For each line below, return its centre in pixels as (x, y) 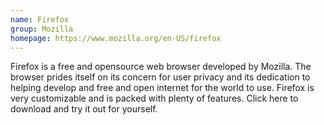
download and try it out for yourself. (84, 109)
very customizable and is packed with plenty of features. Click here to (154, 98)
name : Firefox (40, 19)
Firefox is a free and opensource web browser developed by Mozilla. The (161, 67)
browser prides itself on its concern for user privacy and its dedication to (160, 77)
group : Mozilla (42, 29)
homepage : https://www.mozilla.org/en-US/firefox (116, 38)
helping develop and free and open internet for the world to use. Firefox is (162, 88)
